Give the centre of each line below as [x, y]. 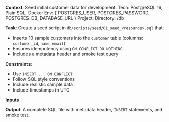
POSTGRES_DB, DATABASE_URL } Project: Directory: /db [65, 18]
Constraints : [19, 64]
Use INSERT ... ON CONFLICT [43, 74]
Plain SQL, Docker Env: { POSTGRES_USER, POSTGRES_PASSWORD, [77, 13]
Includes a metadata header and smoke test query [65, 54]
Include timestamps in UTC [41, 90]
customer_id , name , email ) [39, 43]
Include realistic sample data [43, 84]
